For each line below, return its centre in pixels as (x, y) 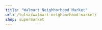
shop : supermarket (25, 19)
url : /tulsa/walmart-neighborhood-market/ (51, 15)
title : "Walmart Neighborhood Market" (46, 10)
